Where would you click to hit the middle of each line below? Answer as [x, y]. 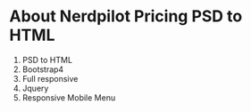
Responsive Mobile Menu [69, 97]
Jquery [35, 88]
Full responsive [50, 78]
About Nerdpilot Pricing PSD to [126, 16]
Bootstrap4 [43, 69]
